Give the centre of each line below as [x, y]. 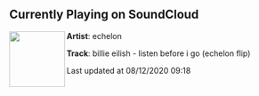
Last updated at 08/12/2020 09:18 [129, 70]
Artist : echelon [94, 36]
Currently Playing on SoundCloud [104, 15]
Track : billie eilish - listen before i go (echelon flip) [158, 53]
